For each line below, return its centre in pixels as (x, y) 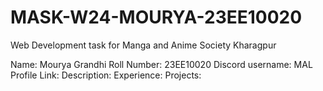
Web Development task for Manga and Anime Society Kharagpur (143, 45)
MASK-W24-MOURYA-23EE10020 (156, 17)
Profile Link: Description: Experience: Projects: (106, 75)
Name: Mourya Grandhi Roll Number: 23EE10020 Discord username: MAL (161, 64)
